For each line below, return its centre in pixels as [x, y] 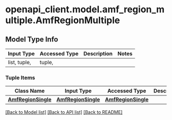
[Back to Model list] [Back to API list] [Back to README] [64, 112]
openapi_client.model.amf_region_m [85, 9]
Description [98, 54]
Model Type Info [32, 39]
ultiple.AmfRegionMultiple [63, 20]
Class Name [30, 91]
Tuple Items [20, 77]
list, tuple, [20, 62]
